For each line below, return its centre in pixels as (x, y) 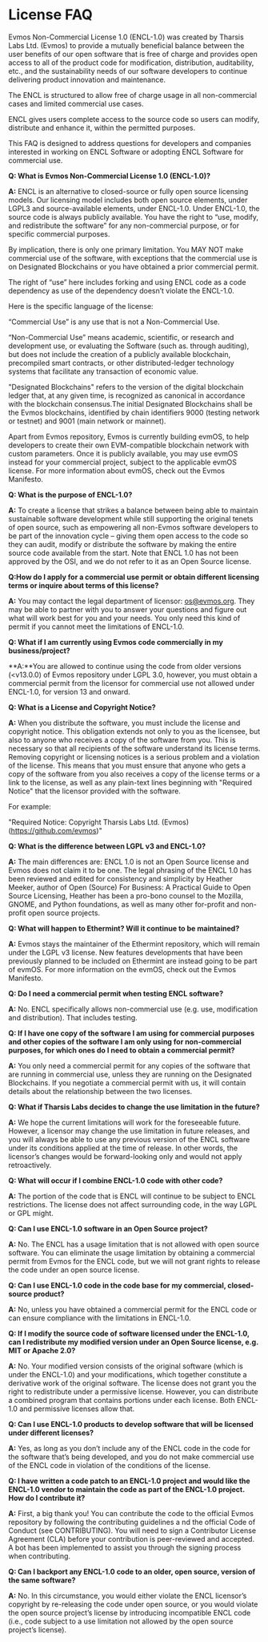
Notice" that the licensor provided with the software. (95, 791)
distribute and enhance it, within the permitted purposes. (102, 128)
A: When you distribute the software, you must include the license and (124, 723)
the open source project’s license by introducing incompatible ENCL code (130, 1612)
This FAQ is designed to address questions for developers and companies (130, 143)
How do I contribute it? (47, 1498)
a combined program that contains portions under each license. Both (122, 1400)
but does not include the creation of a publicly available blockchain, (120, 354)
